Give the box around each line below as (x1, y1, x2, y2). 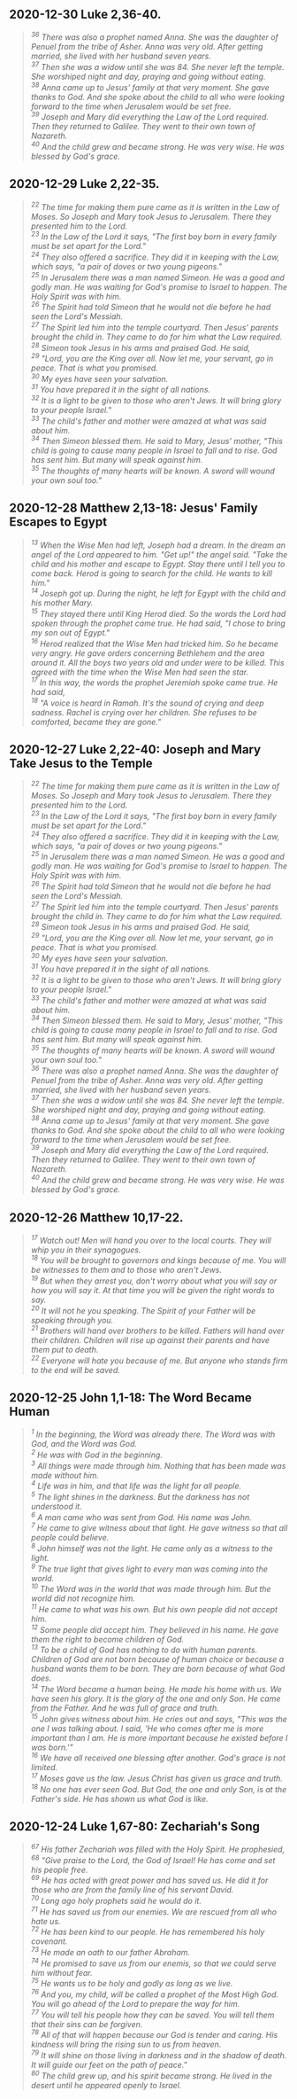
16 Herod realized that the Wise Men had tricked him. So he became (30, 636, 278, 649)
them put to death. (30, 1345, 99, 1355)
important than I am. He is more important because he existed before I (30, 1732, 288, 1743)
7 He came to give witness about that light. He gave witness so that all (30, 1521, 288, 1533)
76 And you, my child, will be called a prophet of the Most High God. (30, 1987, 279, 2000)
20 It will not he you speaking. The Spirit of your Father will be (30, 1303, 256, 1315)
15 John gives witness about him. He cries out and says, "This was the (30, 1712, 287, 1724)
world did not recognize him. (30, 1593, 135, 1604)
